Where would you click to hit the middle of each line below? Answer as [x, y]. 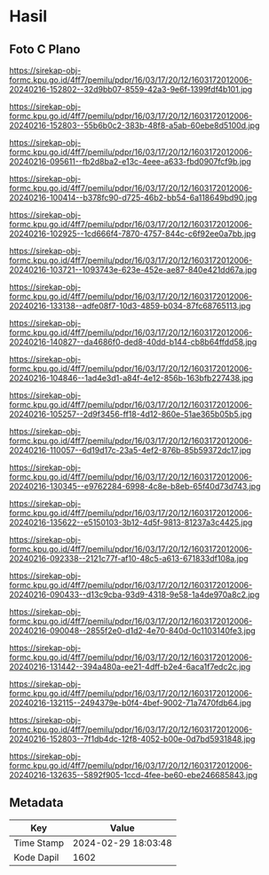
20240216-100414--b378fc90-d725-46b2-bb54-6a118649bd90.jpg [133, 198]
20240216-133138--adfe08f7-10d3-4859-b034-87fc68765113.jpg [130, 306]
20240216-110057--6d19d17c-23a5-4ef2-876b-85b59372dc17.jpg [130, 450]
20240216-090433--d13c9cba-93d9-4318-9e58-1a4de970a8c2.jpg [134, 594]
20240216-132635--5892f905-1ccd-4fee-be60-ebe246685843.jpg [134, 775]
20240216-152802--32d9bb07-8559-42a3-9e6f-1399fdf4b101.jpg [131, 89]
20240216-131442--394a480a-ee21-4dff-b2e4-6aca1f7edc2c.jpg [130, 667]
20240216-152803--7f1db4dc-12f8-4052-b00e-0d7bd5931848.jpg [132, 739]
